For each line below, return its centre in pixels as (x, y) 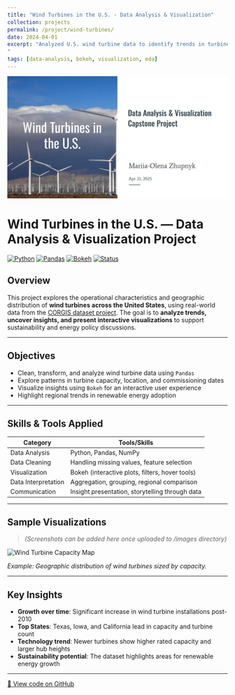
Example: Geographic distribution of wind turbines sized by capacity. (107, 566)
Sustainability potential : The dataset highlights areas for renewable (115, 656)
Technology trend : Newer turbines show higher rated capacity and (114, 642)
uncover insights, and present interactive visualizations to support (106, 319)
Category (37, 442)
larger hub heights (44, 649)
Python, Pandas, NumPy (105, 453)
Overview (29, 281)
